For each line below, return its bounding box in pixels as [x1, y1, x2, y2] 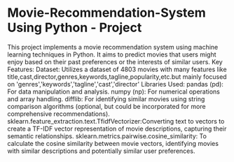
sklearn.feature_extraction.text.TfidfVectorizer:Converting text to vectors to [7, 117, 225, 125]
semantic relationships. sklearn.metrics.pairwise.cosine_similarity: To [7, 131, 207, 140]
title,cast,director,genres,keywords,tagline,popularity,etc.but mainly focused [7, 72, 227, 81]
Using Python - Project [7, 20, 142, 36]
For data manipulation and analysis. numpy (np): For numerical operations [7, 87, 221, 96]
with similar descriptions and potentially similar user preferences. [7, 147, 195, 155]
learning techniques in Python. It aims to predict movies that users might [7, 50, 216, 59]
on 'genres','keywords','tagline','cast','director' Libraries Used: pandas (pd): [7, 80, 224, 88]
